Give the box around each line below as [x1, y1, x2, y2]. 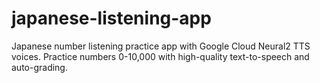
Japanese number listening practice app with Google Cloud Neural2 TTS [11, 40, 311, 52]
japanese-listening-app [11, 7, 212, 30]
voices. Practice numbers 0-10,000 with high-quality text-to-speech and [11, 50, 310, 62]
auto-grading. [11, 61, 68, 73]
